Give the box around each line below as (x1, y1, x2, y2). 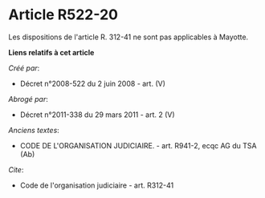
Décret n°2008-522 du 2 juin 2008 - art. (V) (19, 79, 166, 88)
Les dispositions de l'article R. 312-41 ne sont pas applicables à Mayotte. (8, 32, 249, 42)
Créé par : (8, 63, 40, 73)
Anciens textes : (8, 125, 60, 135)
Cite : (8, 164, 24, 174)
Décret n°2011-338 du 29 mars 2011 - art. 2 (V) (19, 110, 175, 119)
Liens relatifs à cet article (8, 47, 95, 57)
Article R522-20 (8, 6, 119, 24)
